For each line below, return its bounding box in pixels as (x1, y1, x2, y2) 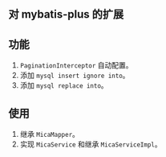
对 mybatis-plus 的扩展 (8, 7, 124, 22)
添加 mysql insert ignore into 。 (19, 71, 130, 81)
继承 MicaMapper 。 (19, 130, 80, 139)
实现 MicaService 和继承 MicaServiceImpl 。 (19, 139, 162, 149)
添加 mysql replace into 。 (19, 81, 108, 90)
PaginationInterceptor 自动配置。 (19, 60, 134, 70)
